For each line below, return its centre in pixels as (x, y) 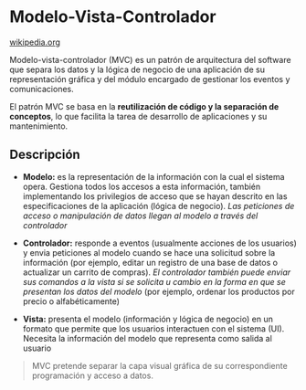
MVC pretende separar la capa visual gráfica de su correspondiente (159, 365)
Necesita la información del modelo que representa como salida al (147, 338)
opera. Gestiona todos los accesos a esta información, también (142, 186)
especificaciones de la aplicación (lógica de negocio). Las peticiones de (158, 206)
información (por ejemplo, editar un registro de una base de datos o (150, 262)
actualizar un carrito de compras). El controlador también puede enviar (157, 272)
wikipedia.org (35, 42)
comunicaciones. (42, 89)
